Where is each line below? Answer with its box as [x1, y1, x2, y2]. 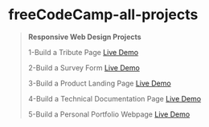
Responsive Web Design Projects [27, 32, 142, 42]
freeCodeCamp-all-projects [8, 6, 199, 24]
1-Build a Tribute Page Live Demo [27, 47, 139, 57]
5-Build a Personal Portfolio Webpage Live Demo [27, 109, 191, 119]
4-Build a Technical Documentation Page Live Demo [27, 93, 202, 103]
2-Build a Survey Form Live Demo [27, 62, 141, 73]
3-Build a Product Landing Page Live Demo [27, 78, 171, 88]
